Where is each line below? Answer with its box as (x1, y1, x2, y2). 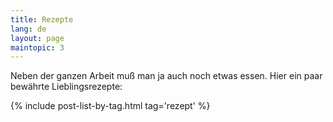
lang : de (10, 24, 47, 34)
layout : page (10, 33, 65, 43)
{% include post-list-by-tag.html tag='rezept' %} (10, 100, 211, 112)
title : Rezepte (10, 14, 74, 25)
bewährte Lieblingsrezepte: (10, 81, 123, 93)
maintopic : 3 (10, 42, 65, 53)
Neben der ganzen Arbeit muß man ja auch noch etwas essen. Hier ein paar (10, 70, 323, 82)
